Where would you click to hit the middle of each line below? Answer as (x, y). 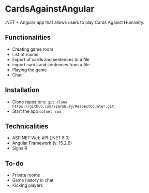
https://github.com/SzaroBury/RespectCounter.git (63, 106)
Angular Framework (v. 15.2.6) (42, 143)
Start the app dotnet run (37, 111)
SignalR (20, 148)
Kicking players (27, 185)
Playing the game (29, 70)
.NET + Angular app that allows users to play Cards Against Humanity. (75, 22)
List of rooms (25, 54)
